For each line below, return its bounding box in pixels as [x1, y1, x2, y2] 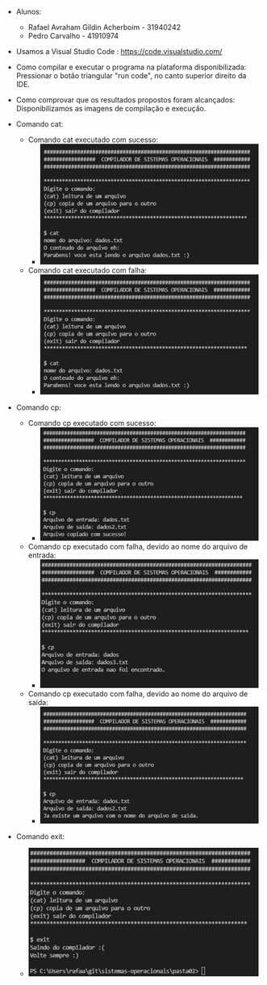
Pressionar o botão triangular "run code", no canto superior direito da [15, 71, 247, 80]
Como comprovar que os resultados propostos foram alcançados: [15, 95, 236, 104]
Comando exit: [15, 831, 65, 841]
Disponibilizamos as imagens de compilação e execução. [15, 104, 207, 113]
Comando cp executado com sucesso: [27, 419, 156, 428]
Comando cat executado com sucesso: [27, 135, 159, 144]
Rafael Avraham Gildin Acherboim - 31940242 [27, 23, 181, 31]
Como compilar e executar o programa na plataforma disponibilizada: [15, 62, 247, 72]
